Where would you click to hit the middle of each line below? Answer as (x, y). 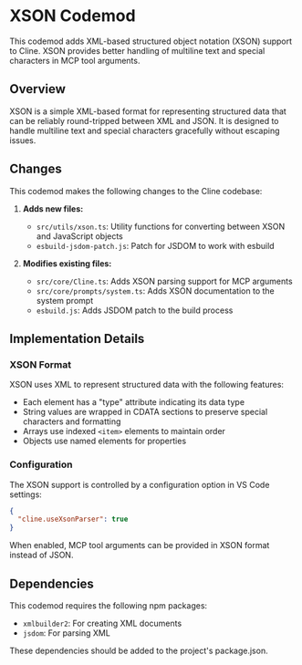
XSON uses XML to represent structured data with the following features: (147, 385)
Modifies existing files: (67, 263)
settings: (26, 494)
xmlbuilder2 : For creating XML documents (102, 623)
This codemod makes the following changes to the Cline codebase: (136, 191)
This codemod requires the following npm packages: (109, 605)
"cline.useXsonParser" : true (73, 520)
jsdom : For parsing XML (67, 633)
